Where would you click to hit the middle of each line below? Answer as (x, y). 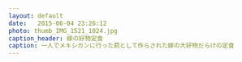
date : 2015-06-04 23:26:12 (58, 23)
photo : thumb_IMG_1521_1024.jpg (63, 31)
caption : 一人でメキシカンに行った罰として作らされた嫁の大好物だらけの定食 (121, 46)
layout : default (36, 16)
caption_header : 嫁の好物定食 (56, 38)
